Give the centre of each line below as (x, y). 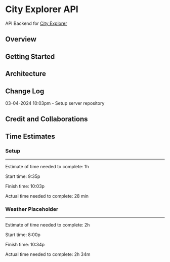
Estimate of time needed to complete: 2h (48, 225)
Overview (21, 39)
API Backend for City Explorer (36, 23)
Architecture (26, 74)
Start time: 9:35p (23, 176)
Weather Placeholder (32, 209)
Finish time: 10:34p (25, 245)
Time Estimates (30, 136)
